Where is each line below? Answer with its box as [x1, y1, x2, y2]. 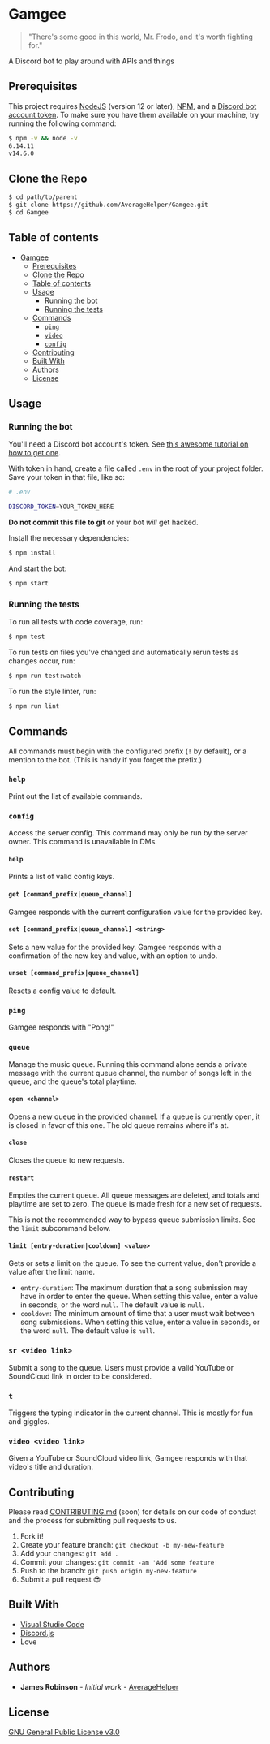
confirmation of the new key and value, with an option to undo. [8, 951, 218, 960]
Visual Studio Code [19, 1619, 85, 1629]
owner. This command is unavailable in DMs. [8, 837, 158, 847]
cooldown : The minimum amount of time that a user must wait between [19, 1309, 255, 1319]
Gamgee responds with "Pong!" [8, 1022, 114, 1032]
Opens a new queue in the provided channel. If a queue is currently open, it [8, 1112, 261, 1121]
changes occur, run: [8, 655, 75, 666]
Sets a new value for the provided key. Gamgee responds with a [8, 942, 222, 952]
